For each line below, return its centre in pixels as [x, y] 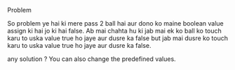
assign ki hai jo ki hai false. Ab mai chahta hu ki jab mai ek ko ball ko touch [115, 31]
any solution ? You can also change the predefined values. [92, 59]
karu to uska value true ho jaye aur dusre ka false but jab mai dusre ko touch [117, 38]
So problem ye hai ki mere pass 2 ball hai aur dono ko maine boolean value [116, 23]
